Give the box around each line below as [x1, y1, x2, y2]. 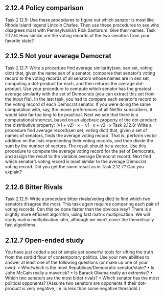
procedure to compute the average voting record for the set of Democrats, [5, 148, 155, 154]
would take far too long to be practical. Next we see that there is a [5, 112, 138, 117]
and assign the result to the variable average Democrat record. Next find [5, 153, 151, 159]
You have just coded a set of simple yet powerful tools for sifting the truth [5, 249, 153, 255]
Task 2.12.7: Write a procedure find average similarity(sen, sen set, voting [5, 65, 153, 70]
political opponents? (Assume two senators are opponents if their [5, 280, 137, 286]
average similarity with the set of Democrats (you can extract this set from [5, 91, 155, 97]
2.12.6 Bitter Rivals [5, 183, 63, 191]
